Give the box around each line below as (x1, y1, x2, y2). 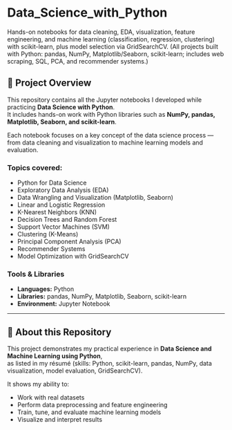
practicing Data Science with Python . (7, 102, 115, 111)
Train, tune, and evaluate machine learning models (17, 408, 162, 416)
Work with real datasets (17, 393, 85, 402)
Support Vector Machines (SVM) (17, 223, 110, 231)
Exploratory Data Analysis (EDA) (17, 186, 109, 194)
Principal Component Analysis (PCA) (17, 237, 122, 246)
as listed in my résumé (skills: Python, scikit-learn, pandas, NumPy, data (7, 359, 213, 368)
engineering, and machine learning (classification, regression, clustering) (7, 35, 215, 43)
